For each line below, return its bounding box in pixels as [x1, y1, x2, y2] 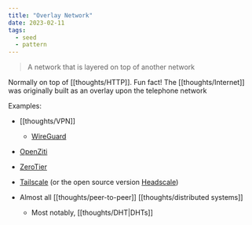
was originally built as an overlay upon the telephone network [8, 86, 207, 95]
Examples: [8, 101, 42, 111]
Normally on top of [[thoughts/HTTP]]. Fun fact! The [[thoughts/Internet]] [8, 78, 245, 87]
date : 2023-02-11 [8, 19, 65, 27]
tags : [8, 26, 26, 34]
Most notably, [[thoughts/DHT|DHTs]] [31, 208, 153, 217]
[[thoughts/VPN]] [19, 116, 76, 126]
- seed [15, 33, 37, 42]
